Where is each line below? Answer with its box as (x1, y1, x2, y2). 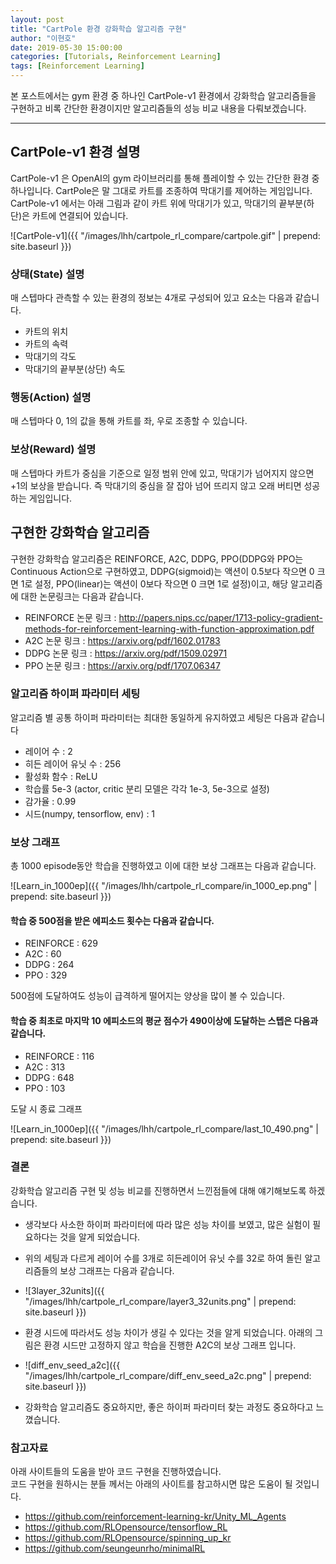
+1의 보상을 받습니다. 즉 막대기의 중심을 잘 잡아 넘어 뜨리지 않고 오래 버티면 (10, 479, 302, 491)
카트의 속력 (24, 338, 69, 350)
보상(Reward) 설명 (10, 442, 97, 456)
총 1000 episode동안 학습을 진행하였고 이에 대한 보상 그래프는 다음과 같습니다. (10, 860, 317, 872)
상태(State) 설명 (10, 267, 85, 281)
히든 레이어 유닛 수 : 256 (24, 757, 122, 770)
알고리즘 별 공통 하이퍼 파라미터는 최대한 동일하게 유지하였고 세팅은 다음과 (10, 711, 299, 723)
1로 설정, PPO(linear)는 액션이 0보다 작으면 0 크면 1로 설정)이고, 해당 (20, 577, 289, 590)
